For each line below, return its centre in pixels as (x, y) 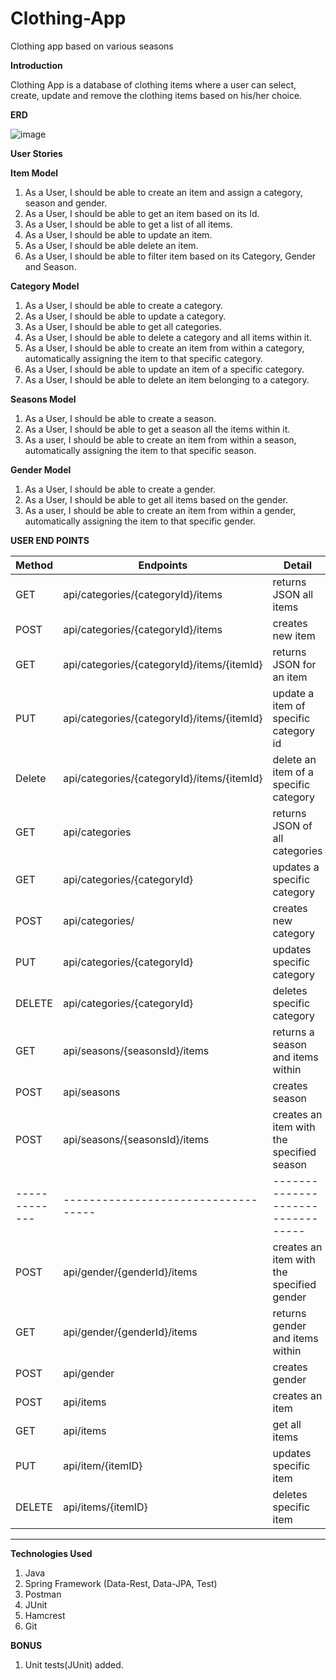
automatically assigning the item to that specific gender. (140, 521)
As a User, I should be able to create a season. (120, 418)
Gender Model (41, 469)
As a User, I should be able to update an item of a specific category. (164, 369)
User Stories (36, 153)
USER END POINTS (50, 540)
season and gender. (66, 203)
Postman (43, 1594)
